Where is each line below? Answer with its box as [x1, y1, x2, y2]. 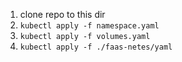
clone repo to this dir [19, 9, 106, 20]
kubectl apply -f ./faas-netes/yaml [19, 42, 173, 52]
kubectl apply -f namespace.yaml [19, 21, 160, 31]
